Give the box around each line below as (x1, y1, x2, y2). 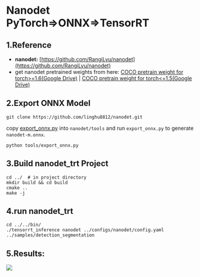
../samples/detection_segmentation (6, 232, 95, 238)
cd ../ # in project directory (6, 174, 87, 180)
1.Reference (6, 40, 52, 50)
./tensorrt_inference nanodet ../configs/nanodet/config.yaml (6, 227, 164, 233)
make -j (6, 190, 26, 196)
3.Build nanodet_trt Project (6, 158, 109, 169)
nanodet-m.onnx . (6, 130, 46, 138)
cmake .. (6, 185, 28, 191)
